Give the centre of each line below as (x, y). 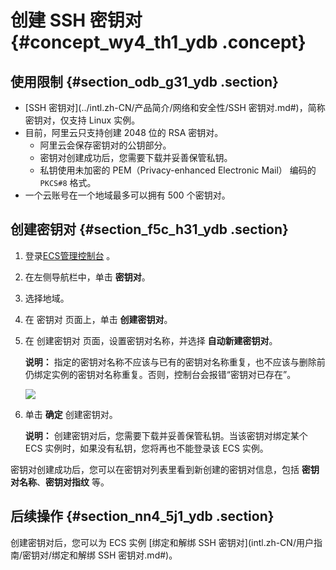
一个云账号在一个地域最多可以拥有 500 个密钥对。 (127, 195)
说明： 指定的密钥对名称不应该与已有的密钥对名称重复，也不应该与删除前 (175, 362)
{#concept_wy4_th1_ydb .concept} (158, 42)
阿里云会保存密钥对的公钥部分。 (105, 145)
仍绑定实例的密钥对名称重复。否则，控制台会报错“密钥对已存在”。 (160, 374)
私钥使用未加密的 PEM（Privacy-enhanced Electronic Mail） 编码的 (178, 170)
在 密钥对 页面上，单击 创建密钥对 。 (98, 319)
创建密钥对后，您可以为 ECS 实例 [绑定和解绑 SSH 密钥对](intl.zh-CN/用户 (162, 542)
